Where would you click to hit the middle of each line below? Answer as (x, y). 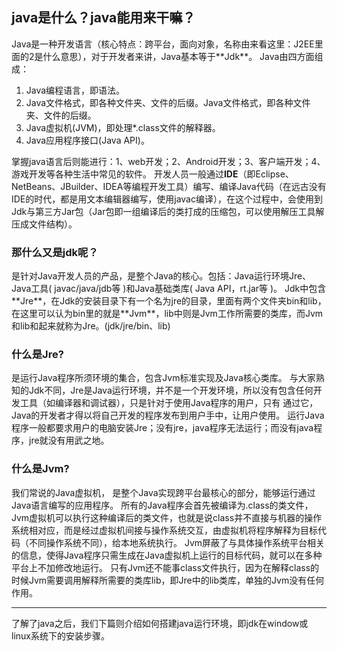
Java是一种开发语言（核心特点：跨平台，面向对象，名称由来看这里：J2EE (163, 44)
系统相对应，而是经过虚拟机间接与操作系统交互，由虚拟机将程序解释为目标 (164, 530)
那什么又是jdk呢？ (55, 252)
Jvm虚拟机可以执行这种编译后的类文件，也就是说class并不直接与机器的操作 (167, 517)
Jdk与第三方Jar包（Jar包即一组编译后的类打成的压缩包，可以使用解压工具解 (168, 211)
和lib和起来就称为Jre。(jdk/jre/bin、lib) (91, 326)
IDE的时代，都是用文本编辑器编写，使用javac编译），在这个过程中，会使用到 (167, 199)
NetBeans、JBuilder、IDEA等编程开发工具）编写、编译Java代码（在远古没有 (169, 186)
